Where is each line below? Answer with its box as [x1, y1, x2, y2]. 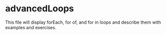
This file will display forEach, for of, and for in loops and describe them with [5, 19, 161, 25]
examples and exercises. [5, 24, 57, 30]
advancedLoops [5, 3, 74, 14]
